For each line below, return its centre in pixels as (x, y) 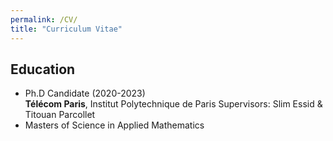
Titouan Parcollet (60, 115)
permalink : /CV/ (44, 19)
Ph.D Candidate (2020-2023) (85, 93)
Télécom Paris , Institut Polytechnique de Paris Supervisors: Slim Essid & (173, 104)
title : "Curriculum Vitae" (66, 29)
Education (43, 69)
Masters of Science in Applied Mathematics (114, 125)
